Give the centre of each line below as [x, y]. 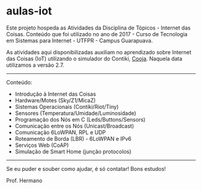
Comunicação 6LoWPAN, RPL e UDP [60, 132]
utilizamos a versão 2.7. [35, 65]
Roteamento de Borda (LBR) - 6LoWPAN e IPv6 [73, 138]
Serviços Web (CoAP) [42, 145]
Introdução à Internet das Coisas [55, 94]
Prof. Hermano [24, 180]
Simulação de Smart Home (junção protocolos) [73, 151]
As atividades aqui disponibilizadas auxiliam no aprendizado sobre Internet [99, 52]
